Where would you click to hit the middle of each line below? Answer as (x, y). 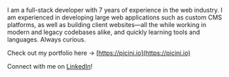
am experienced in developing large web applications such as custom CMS (114, 17)
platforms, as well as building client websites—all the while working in (107, 25)
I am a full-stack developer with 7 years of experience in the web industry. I (115, 10)
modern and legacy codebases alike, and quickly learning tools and (103, 32)
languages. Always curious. (46, 40)
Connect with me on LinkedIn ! (50, 66)
